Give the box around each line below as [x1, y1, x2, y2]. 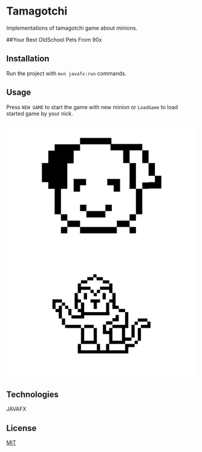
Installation [6, 53, 50, 64]
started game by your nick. [6, 110, 74, 117]
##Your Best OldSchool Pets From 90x [6, 36, 102, 43]
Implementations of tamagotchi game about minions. [6, 24, 138, 32]
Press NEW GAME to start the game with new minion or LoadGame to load [6, 103, 178, 110]
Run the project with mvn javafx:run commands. [6, 70, 127, 77]
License [6, 423, 37, 433]
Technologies [6, 389, 59, 399]
